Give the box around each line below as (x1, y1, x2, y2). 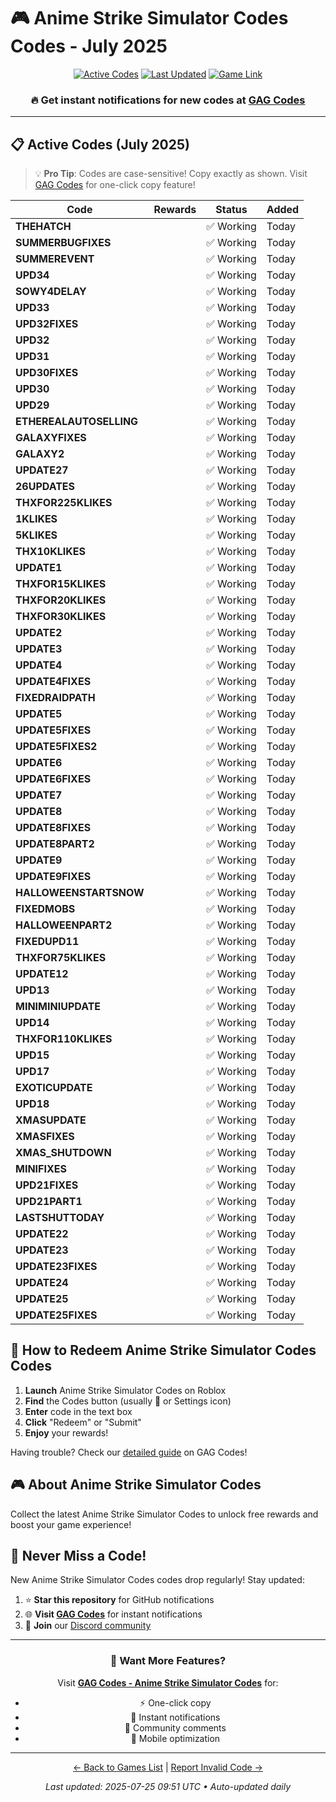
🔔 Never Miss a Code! (10, 1548, 147, 1565)
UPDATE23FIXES (15, 1260, 98, 1274)
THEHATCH (15, 220, 72, 234)
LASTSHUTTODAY (15, 1211, 105, 1225)
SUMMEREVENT (15, 252, 95, 266)
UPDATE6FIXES (15, 772, 92, 786)
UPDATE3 (15, 642, 63, 656)
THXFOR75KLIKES (15, 951, 107, 965)
